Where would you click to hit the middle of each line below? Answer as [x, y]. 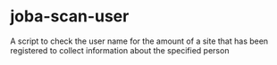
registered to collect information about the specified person [120, 50]
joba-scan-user [70, 16]
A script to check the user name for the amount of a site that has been [139, 41]
